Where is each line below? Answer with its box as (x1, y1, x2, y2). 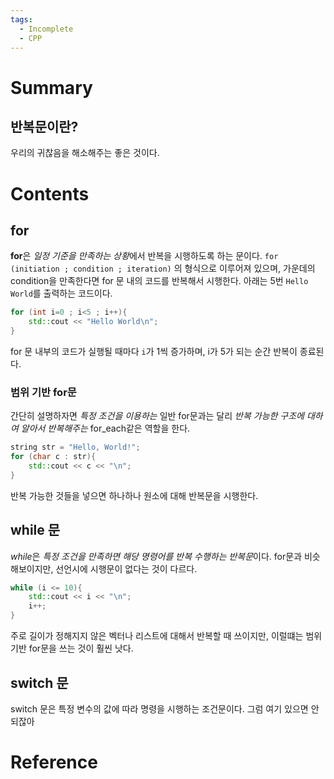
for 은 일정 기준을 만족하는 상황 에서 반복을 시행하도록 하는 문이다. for (10, 250, 279, 262)
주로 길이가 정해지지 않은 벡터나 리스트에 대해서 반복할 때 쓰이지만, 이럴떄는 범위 (10, 630, 323, 642)
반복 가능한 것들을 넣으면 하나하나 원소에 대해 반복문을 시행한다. (10, 489, 259, 501)
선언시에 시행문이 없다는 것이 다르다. (55, 562, 198, 575)
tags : (10, 14, 33, 25)
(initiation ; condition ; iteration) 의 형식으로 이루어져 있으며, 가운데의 (10, 262, 316, 275)
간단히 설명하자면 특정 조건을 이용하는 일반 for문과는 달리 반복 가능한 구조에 (10, 410, 305, 422)
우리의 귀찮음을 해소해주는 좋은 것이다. (10, 147, 160, 159)
